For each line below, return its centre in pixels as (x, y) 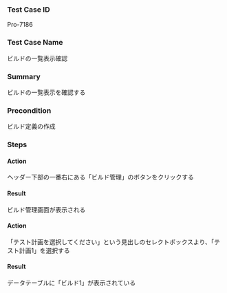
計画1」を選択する (44, 250)
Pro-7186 (20, 25)
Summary (24, 76)
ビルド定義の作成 (31, 127)
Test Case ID (29, 10)
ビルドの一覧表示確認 (37, 58)
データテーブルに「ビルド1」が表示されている (72, 283)
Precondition (29, 110)
